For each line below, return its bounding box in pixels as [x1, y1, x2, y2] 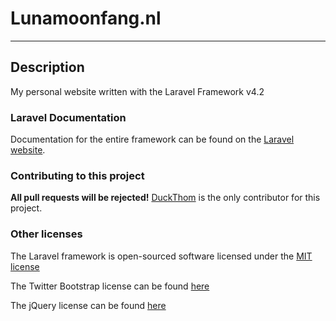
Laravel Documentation [10, 110, 127, 124]
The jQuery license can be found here [10, 299, 167, 311]
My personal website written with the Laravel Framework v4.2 [10, 85, 265, 97]
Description [10, 59, 85, 76]
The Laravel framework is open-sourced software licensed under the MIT [10, 250, 313, 262]
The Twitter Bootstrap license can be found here [10, 280, 210, 292]
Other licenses [10, 227, 83, 241]
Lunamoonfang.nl [10, 7, 162, 30]
